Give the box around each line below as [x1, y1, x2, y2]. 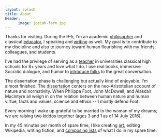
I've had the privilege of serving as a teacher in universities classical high [5, 58, 151, 64]
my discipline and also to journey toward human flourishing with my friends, [5, 44, 156, 50]
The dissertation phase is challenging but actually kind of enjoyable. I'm [5, 78, 148, 84]
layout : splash [5, 7, 36, 12]
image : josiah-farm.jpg [17, 20, 66, 26]
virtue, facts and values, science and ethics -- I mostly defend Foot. [5, 98, 140, 104]
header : [5, 16, 21, 21]
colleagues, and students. [5, 49, 57, 55]
